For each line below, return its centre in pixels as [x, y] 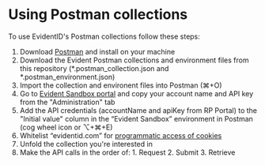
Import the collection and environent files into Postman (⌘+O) [121, 85]
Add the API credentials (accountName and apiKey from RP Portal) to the [138, 110]
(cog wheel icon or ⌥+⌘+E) [66, 127]
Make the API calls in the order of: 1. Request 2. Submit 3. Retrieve [127, 152]
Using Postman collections [98, 15]
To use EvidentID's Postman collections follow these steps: [104, 36]
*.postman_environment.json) [67, 77]
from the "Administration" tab [67, 102]
